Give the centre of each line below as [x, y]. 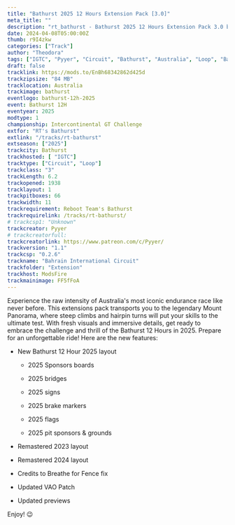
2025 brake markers [57, 405]
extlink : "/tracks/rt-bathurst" [54, 137]
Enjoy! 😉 [20, 514]
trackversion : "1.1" [37, 248]
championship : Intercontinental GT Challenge [74, 124]
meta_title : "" [29, 20]
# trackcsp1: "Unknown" [42, 222]
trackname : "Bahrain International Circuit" [73, 261]
